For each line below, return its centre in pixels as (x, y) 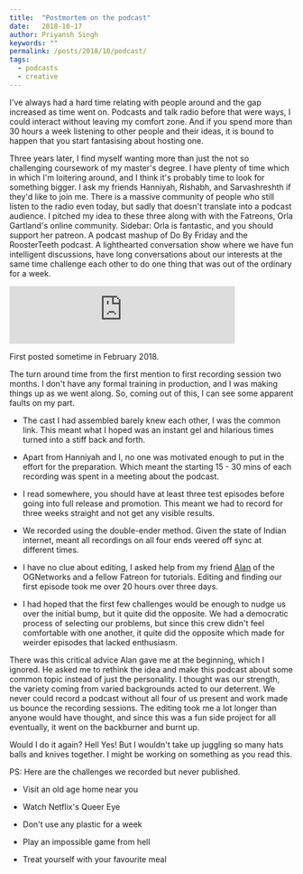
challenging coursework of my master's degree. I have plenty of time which (150, 167)
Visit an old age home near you (80, 789)
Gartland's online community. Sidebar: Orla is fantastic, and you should (141, 225)
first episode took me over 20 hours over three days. (120, 586)
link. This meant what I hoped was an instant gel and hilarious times (148, 429)
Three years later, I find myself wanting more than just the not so (129, 158)
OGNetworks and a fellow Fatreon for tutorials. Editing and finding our (152, 577)
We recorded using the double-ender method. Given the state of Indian (154, 531)
